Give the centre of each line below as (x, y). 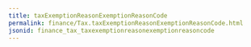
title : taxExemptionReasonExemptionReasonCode (88, 16)
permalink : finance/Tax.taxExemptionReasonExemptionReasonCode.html (126, 23)
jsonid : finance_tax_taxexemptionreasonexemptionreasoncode (112, 30)
